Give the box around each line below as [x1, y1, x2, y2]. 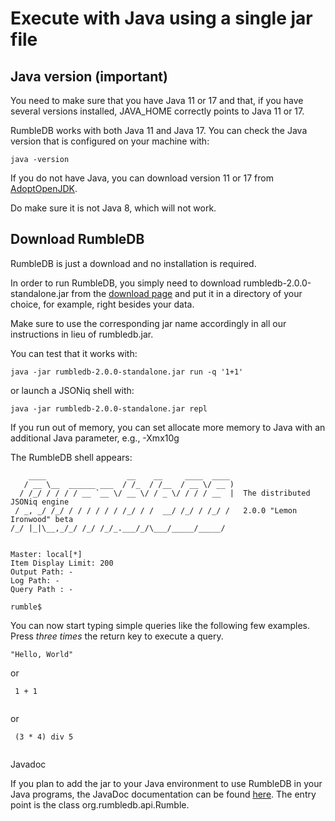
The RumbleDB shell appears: [10, 451, 133, 463]
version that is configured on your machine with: [10, 135, 210, 147]
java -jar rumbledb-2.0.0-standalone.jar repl [10, 403, 208, 414]
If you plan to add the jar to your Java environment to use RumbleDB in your [10, 777, 323, 789]
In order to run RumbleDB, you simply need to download [10, 277, 242, 289]
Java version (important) [10, 68, 168, 85]
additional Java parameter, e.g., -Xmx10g [10, 432, 180, 444]
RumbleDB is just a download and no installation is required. [10, 257, 257, 269]
